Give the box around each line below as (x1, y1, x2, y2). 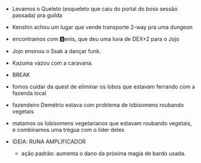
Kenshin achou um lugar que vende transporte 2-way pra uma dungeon (12, 24, 193, 31)
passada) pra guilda (12, 12, 63, 19)
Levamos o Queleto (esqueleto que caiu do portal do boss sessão (12, 5, 178, 12)
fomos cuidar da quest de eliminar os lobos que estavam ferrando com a (12, 83, 196, 90)
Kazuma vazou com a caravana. (12, 59, 93, 67)
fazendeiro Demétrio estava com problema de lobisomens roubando (12, 101, 185, 109)
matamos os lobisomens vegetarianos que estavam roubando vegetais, (12, 120, 192, 127)
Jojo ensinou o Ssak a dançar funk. (12, 48, 101, 54)
